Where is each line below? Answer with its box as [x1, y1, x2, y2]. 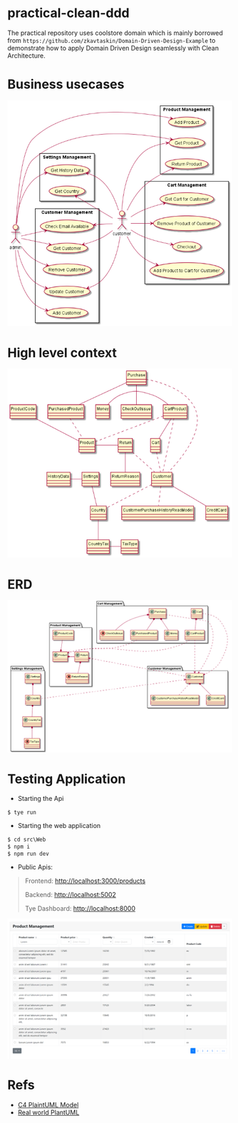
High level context [7, 344, 118, 361]
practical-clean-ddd [7, 5, 130, 21]
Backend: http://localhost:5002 [24, 891, 116, 899]
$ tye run [7, 809, 37, 817]
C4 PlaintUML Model [17, 1100, 79, 1109]
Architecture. [7, 51, 46, 60]
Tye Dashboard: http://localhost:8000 [24, 904, 135, 913]
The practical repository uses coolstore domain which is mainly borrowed [7, 29, 223, 37]
